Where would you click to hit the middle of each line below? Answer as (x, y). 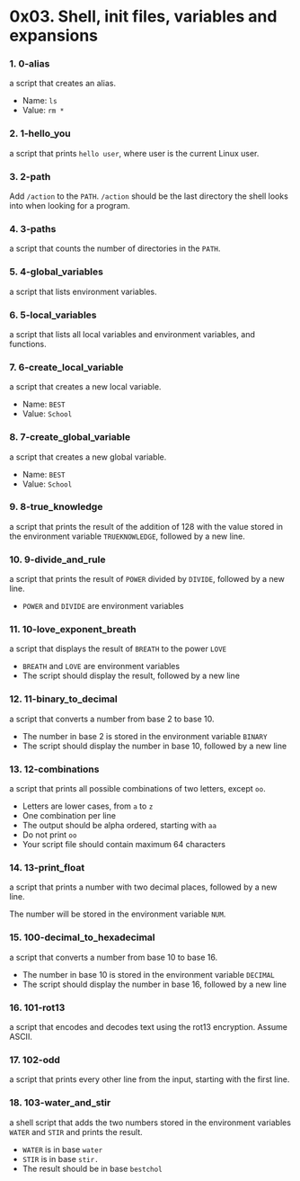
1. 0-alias (30, 64)
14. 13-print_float (47, 867)
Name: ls (40, 101)
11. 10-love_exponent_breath (73, 630)
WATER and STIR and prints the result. (76, 1132)
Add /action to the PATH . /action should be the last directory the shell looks (149, 196)
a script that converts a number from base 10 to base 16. (114, 957)
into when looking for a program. (70, 206)
